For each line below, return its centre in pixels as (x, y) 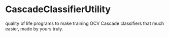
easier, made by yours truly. (34, 28)
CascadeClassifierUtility (58, 9)
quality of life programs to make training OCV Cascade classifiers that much (85, 23)
